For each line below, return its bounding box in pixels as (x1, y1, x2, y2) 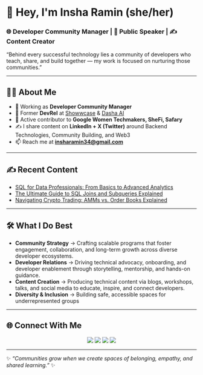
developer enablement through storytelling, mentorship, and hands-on (14, 265, 190, 272)
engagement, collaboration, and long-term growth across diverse (14, 246, 178, 253)
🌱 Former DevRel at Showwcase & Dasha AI (14, 109, 124, 117)
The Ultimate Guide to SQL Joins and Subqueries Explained (14, 190, 163, 197)
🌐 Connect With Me (6, 321, 82, 331)
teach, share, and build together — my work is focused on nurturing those (6, 57, 190, 65)
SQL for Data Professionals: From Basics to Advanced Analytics (14, 184, 173, 191)
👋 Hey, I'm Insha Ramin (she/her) (6, 5, 174, 19)
